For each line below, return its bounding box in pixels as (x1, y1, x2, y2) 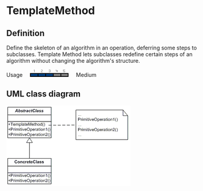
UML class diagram (6, 89, 81, 99)
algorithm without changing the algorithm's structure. (6, 57, 140, 64)
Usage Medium (6, 71, 97, 78)
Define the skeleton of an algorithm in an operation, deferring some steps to (6, 44, 197, 51)
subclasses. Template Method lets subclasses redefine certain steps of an (6, 51, 193, 58)
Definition (6, 28, 45, 38)
